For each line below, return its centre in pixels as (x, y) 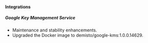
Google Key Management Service (40, 18)
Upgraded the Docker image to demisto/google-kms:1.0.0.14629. (78, 35)
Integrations (18, 7)
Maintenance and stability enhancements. (55, 30)
